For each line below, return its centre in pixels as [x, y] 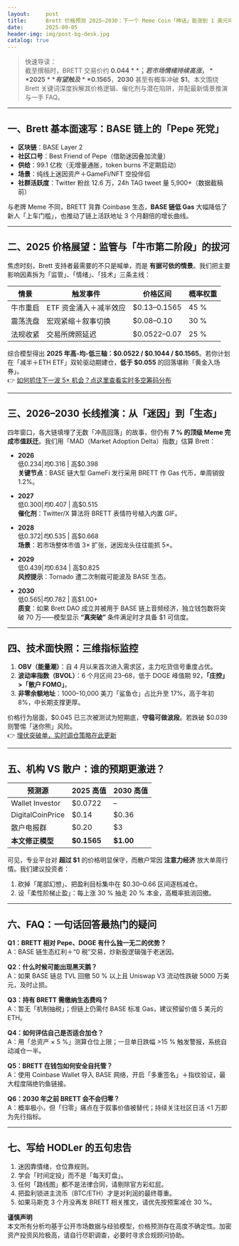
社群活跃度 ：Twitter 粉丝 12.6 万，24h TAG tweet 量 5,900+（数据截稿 [120, 182]
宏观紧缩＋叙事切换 [79, 321]
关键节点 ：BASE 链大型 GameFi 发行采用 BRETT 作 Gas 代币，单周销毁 [121, 473]
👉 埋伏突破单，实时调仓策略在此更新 [62, 736]
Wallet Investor [36, 803]
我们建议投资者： [44, 869]
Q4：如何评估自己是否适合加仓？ [56, 1033]
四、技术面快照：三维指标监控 [73, 648]
